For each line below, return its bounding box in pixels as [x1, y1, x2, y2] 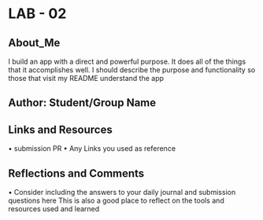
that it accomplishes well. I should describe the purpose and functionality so [8, 65, 256, 75]
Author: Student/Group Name [8, 96, 156, 110]
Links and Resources [8, 123, 113, 136]
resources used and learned [8, 204, 100, 214]
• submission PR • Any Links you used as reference [8, 144, 176, 153]
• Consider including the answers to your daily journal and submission [8, 188, 236, 197]
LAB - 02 [8, 5, 67, 23]
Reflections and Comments [8, 167, 145, 180]
